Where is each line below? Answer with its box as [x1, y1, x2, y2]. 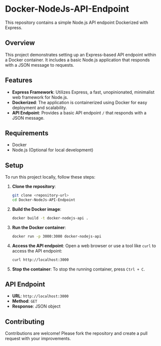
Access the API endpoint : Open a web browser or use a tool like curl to [12, 242, 156, 249]
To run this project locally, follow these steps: [5, 174, 96, 180]
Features [5, 76, 32, 85]
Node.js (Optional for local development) [12, 147, 94, 153]
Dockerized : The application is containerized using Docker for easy [12, 99, 147, 105]
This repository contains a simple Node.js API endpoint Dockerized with [5, 19, 148, 25]
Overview [5, 39, 35, 47]
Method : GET [12, 298, 37, 304]
